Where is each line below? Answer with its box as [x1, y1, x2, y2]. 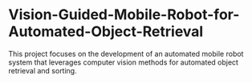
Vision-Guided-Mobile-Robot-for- [8, 6, 240, 24]
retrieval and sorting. [8, 65, 78, 75]
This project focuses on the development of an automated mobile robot [8, 49, 244, 58]
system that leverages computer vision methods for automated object [8, 57, 239, 67]
